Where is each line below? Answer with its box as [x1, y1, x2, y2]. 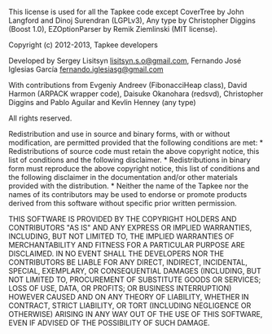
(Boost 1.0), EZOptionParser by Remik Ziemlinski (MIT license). [8, 24, 218, 33]
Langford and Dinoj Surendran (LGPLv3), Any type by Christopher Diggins [8, 15, 257, 25]
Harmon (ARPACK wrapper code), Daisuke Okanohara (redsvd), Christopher [8, 89, 264, 99]
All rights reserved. [8, 113, 72, 123]
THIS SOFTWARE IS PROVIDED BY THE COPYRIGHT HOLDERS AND [8, 214, 238, 223]
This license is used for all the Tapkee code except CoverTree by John [8, 7, 244, 16]
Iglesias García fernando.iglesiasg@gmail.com [8, 64, 165, 74]
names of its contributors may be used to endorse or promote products [8, 190, 248, 199]
